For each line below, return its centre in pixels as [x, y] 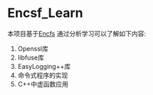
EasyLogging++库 [44, 66]
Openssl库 [33, 48]
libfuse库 [31, 57]
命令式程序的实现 [43, 75]
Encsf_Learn [45, 13]
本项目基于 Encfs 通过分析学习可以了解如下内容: [76, 33]
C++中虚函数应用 [43, 84]
